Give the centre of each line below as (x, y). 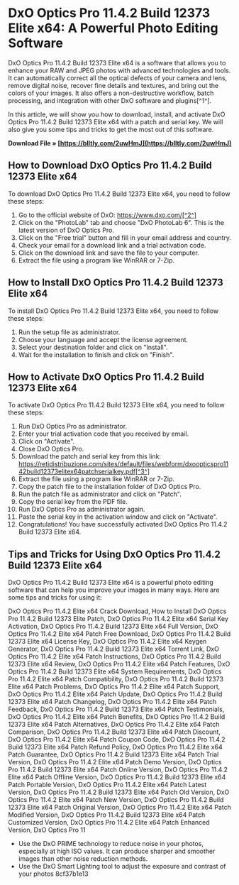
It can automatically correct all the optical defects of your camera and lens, (118, 78)
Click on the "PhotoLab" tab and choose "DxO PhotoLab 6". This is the (121, 222)
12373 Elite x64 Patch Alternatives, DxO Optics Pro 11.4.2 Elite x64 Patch (114, 725)
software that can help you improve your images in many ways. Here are (114, 590)
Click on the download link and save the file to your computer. (109, 253)
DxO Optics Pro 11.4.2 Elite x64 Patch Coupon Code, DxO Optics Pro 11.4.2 (117, 740)
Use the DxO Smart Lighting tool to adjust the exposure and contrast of (122, 867)
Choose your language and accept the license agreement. (103, 339)
